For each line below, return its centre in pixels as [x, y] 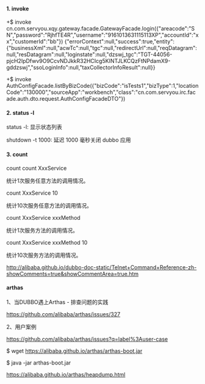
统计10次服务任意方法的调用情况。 [49, 205]
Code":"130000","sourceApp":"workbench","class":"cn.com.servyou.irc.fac [101, 92]
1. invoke [18, 9]
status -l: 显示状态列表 [34, 127]
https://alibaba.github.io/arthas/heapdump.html [66, 374]
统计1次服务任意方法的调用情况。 [48, 181]
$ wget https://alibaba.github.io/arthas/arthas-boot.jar [74, 350]
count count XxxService [37, 168]
